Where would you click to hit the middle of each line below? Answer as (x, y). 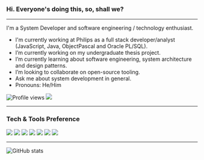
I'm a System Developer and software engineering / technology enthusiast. (100, 28)
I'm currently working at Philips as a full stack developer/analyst (95, 40)
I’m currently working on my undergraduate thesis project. (88, 53)
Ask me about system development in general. (73, 78)
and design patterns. (41, 66)
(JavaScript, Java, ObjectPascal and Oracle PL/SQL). (81, 46)
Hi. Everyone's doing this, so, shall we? (65, 9)
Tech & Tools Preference (43, 119)
